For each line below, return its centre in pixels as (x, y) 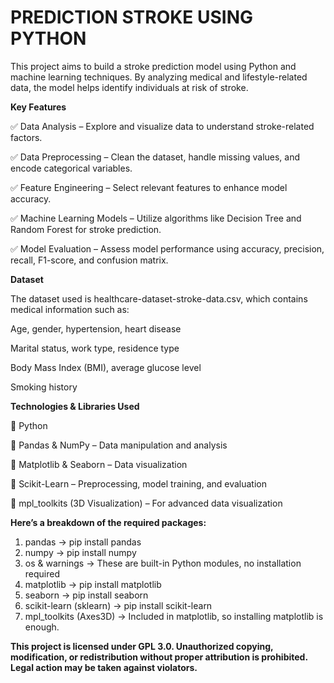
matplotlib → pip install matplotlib (93, 584)
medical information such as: (70, 309)
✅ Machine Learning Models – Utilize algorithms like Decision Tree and (156, 218)
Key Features (38, 107)
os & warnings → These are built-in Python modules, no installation (163, 563)
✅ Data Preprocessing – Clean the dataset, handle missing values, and (155, 157)
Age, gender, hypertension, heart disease (96, 328)
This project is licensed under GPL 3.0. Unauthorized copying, (142, 646)
